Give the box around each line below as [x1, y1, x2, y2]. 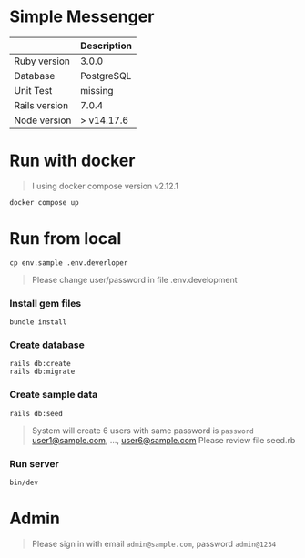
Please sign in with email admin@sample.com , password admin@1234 [31, 538, 277, 549]
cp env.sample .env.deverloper [9, 258, 128, 268]
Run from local [9, 228, 122, 249]
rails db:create [9, 360, 71, 369]
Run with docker [9, 150, 136, 171]
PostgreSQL [80, 69, 132, 82]
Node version [14, 114, 72, 127]
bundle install [9, 318, 67, 327]
